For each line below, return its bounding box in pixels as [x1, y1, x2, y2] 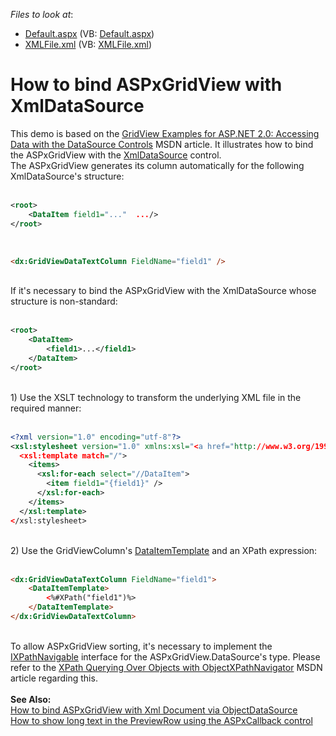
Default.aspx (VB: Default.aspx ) [24, 28, 155, 39]
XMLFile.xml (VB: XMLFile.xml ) [24, 39, 153, 50]
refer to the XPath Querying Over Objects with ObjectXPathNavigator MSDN [10, 661, 323, 673]
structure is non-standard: [10, 295, 118, 308]
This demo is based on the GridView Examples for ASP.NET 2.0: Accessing [10, 127, 320, 139]
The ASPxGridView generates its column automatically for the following [10, 159, 305, 171]
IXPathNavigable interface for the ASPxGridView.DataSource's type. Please [10, 650, 321, 663]
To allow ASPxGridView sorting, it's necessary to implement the [10, 640, 273, 652]
